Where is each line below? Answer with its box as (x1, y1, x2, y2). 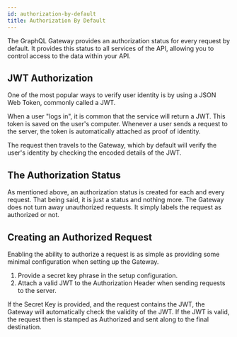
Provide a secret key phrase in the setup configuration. (17, 271, 178, 280)
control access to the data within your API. (7, 51, 131, 60)
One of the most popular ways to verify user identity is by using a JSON (7, 91, 216, 99)
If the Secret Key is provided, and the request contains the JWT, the (7, 299, 205, 309)
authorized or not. (7, 211, 60, 219)
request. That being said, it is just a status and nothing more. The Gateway (7, 196, 224, 204)
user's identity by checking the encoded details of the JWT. (7, 148, 182, 157)
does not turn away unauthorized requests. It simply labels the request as (7, 203, 221, 211)
